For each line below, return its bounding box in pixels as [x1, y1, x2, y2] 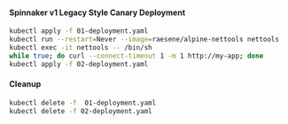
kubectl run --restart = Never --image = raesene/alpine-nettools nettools [9, 35, 279, 44]
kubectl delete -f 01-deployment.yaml [9, 98, 157, 107]
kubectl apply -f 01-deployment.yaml [9, 27, 149, 35]
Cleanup [9, 79, 42, 89]
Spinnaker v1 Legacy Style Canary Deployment [9, 7, 186, 18]
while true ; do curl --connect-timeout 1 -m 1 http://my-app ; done [9, 51, 264, 60]
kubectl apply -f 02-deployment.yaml [9, 59, 149, 68]
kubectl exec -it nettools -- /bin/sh [9, 43, 152, 52]
